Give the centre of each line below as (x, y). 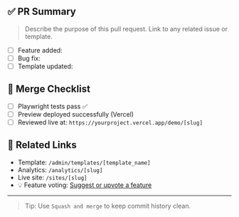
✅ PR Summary (42, 12)
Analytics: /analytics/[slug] (60, 169)
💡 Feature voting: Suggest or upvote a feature (85, 185)
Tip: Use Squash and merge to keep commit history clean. (108, 206)
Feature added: (40, 50)
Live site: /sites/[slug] (52, 177)
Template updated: (45, 66)
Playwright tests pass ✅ (53, 106)
